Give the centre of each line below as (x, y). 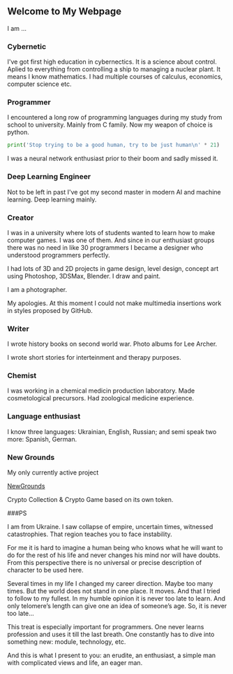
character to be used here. (45, 570)
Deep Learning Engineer (49, 176)
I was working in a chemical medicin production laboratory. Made (101, 391)
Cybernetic (27, 46)
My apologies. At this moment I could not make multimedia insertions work (114, 303)
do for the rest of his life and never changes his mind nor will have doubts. (114, 555)
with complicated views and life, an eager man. (75, 663)
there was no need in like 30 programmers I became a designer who (105, 247)
